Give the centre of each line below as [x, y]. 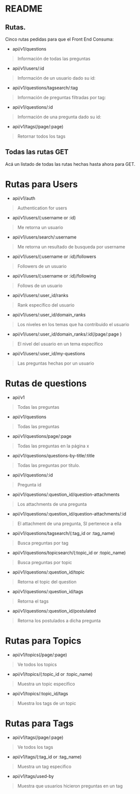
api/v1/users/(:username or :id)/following [54, 276]
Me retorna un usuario [40, 227]
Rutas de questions [46, 383]
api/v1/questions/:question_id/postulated [54, 611]
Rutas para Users [42, 184]
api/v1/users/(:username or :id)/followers [54, 256]
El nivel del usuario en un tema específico [60, 344]
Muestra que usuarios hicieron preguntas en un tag [70, 786]
